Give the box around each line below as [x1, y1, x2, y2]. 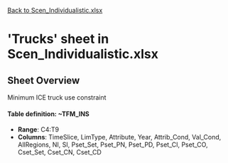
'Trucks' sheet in [7, 31, 109, 47]
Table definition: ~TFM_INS [7, 110, 90, 118]
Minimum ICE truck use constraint [7, 93, 107, 102]
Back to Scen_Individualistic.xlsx [7, 6, 103, 14]
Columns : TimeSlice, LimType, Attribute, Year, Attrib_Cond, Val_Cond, [17, 133, 222, 142]
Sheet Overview [7, 74, 80, 86]
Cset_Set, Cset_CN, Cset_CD [17, 148, 102, 157]
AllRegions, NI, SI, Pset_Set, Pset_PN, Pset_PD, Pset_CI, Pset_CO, [17, 140, 208, 149]
